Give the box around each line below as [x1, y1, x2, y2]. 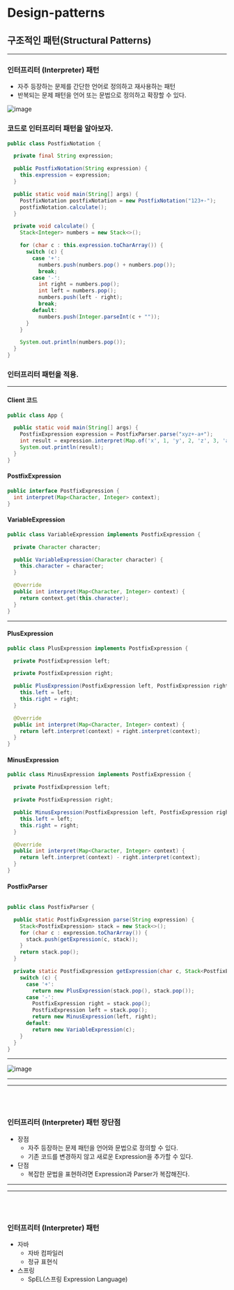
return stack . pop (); [19, 949, 79, 956]
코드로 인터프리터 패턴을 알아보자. [7, 124, 114, 133]
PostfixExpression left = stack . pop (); [32, 1007, 148, 1014]
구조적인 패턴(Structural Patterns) [7, 34, 152, 46]
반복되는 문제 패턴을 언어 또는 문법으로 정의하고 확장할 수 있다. [17, 91, 187, 99]
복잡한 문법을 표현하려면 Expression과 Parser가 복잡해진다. [27, 1169, 190, 1178]
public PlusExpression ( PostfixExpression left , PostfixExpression [13, 683, 210, 690]
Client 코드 [7, 396, 38, 404]
